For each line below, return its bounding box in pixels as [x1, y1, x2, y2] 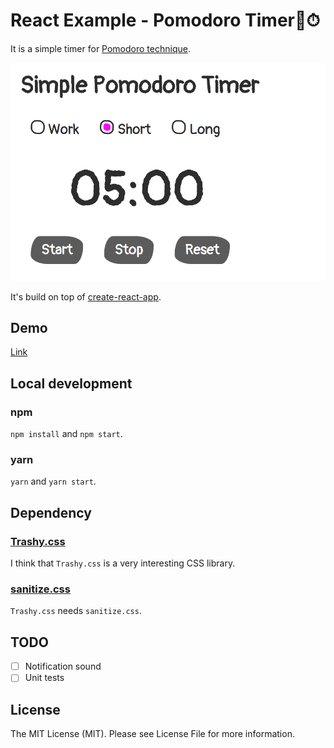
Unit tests [24, 672, 65, 684]
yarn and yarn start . [10, 475, 97, 488]
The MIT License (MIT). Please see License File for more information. [10, 728, 295, 740]
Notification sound [24, 660, 102, 673]
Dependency [10, 504, 92, 521]
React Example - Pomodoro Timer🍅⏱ [10, 9, 321, 32]
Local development [10, 375, 133, 392]
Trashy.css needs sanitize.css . [10, 605, 142, 617]
